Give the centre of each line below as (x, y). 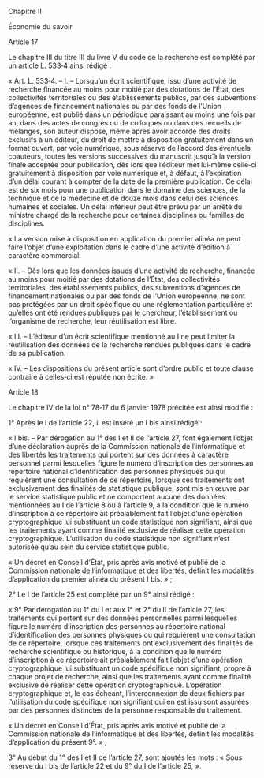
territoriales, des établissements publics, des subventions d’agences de (124, 288)
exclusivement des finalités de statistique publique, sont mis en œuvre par (129, 488)
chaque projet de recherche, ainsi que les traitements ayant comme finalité (130, 677)
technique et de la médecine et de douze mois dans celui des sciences (123, 198)
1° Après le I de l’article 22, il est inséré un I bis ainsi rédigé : (105, 423)
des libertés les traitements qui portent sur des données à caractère (118, 454)
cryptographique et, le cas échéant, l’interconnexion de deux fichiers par (126, 693)
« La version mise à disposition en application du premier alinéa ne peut (125, 239)
